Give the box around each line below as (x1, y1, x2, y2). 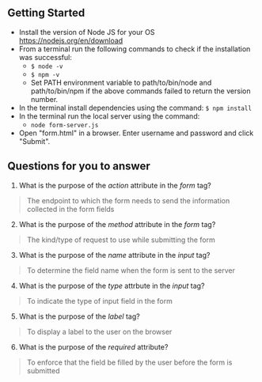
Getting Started (7, 6, 85, 20)
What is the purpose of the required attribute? (18, 342, 169, 351)
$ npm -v (30, 70, 60, 78)
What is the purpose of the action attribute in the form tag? (18, 180, 211, 190)
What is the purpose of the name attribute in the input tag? (18, 250, 211, 259)
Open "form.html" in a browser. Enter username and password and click (18, 128, 254, 138)
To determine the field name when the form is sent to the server (26, 265, 235, 275)
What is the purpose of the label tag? (18, 312, 140, 321)
